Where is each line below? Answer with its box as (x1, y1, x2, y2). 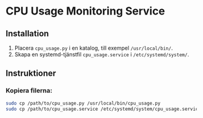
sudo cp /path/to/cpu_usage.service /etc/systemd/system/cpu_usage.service (5, 106, 201, 112)
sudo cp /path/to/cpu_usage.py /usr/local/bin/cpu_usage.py (5, 100, 161, 107)
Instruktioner (5, 68, 56, 79)
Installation (5, 28, 49, 39)
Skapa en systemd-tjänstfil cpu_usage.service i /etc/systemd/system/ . (14, 51, 189, 58)
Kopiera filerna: (5, 87, 53, 95)
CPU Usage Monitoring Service (5, 4, 165, 18)
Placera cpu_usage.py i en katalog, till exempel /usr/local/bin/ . (14, 44, 173, 51)
